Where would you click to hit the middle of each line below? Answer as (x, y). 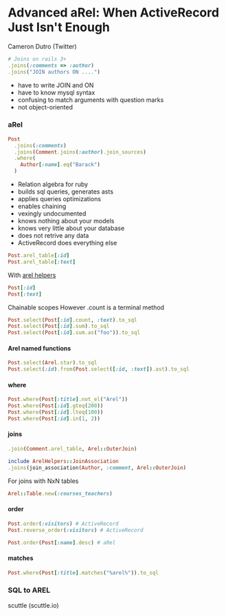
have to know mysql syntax (56, 92)
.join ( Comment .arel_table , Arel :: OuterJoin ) (72, 449)
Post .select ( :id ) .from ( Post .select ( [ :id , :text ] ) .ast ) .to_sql (99, 369)
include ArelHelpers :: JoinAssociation (63, 461)
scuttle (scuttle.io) (33, 605)
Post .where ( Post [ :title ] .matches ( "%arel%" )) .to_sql (83, 573)
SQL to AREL (29, 591)
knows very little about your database (71, 228)
